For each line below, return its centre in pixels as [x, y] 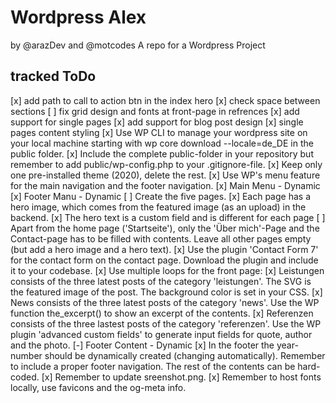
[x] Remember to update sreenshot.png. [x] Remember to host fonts [181, 377]
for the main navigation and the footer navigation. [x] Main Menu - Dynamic [165, 185]
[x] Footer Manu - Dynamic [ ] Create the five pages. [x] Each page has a [160, 196]
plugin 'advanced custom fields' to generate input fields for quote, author [161, 334]
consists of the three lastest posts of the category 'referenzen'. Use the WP [166, 323]
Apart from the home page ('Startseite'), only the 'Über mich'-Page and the [165, 228]
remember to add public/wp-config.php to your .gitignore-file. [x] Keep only [166, 164]
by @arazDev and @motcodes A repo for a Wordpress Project [138, 45]
